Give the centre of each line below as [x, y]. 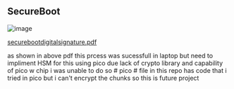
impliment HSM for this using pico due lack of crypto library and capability [115, 63]
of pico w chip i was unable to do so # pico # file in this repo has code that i [117, 70]
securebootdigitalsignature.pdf [52, 42]
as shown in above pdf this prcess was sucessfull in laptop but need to [110, 55]
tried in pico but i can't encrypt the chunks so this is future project [103, 78]
